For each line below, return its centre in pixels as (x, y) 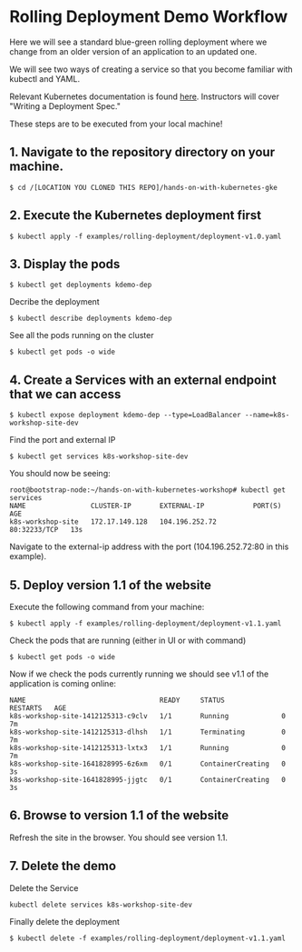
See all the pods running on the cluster (82, 336)
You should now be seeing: (60, 474)
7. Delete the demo (63, 866)
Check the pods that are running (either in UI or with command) (128, 640)
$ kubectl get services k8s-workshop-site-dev (99, 456)
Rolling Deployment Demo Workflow (149, 17)
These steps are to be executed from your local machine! (116, 124)
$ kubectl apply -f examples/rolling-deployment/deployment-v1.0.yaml (146, 236)
